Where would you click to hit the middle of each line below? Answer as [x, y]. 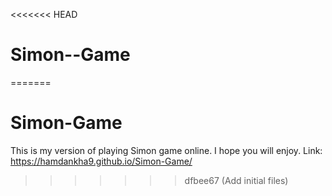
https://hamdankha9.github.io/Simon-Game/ [101, 161]
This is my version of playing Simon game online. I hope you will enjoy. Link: [166, 150]
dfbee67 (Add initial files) [236, 180]
